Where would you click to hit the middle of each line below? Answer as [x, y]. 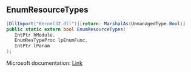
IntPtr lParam [32, 46]
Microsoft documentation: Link [45, 63]
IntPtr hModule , [35, 35]
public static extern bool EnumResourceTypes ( [66, 29]
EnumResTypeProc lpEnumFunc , [51, 40]
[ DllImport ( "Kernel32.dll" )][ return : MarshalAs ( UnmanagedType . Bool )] [96, 23]
